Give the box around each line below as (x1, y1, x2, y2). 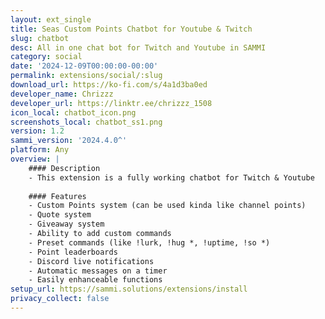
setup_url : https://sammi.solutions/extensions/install (10, 284, 248, 295)
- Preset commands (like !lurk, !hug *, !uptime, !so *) (28, 237, 271, 248)
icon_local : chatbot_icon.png (10, 107, 137, 118)
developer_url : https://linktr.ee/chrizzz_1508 (10, 98, 213, 108)
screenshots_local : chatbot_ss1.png (10, 117, 163, 127)
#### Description (28, 163, 101, 173)
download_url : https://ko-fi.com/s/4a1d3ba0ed (10, 80, 208, 90)
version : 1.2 (10, 126, 65, 136)
